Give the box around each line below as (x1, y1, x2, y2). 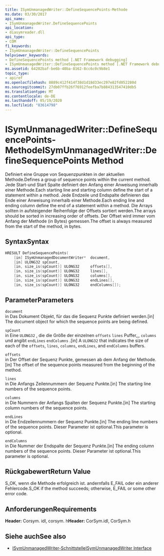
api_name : (5, 16, 25, 21)
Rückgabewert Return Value (5, 467, 91, 476)
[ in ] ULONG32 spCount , (14, 260, 60, 265)
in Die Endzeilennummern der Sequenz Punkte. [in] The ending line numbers (5, 418, 158, 424)
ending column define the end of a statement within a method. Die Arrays (5, 202, 153, 208)
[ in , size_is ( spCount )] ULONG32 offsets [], (14, 264, 112, 269)
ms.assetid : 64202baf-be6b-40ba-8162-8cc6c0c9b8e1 (5, 67, 110, 72)
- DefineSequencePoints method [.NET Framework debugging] (5, 57, 128, 62)
